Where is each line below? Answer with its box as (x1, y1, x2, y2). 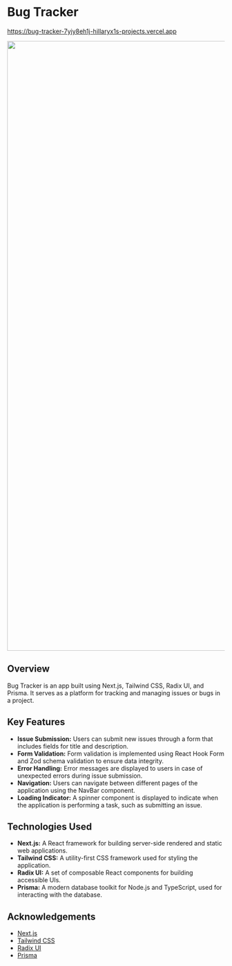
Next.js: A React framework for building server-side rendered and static (17, 839, 222, 848)
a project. (7, 696, 35, 704)
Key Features (7, 716, 66, 728)
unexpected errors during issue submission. (17, 771, 143, 780)
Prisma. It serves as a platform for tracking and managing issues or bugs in (7, 688, 221, 697)
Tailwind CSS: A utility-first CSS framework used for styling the (17, 854, 198, 862)
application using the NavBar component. (17, 786, 136, 794)
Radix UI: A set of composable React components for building (17, 868, 193, 877)
